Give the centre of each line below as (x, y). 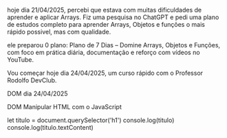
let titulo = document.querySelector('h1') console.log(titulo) (91, 120)
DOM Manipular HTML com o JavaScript (64, 107)
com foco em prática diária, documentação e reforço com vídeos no (104, 52)
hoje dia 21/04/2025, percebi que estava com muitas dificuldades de (104, 10)
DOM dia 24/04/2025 (37, 93)
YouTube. (21, 60)
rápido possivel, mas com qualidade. (59, 32)
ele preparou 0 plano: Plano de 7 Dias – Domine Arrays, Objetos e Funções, (114, 45)
